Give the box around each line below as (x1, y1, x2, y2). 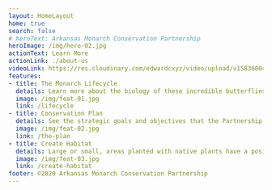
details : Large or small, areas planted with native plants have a (15, 147, 249, 155)
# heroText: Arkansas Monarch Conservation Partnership (8, 34, 201, 43)
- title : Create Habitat (8, 139, 92, 148)
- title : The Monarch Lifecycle (8, 79, 117, 87)
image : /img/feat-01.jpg (15, 95, 100, 103)
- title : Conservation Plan (8, 110, 104, 118)
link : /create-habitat (15, 163, 92, 171)
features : (8, 72, 42, 80)
